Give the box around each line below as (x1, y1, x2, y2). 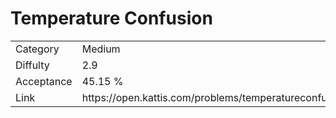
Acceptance (15, 74, 73, 88)
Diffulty (15, 58, 50, 72)
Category (15, 42, 60, 56)
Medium (81, 42, 121, 56)
